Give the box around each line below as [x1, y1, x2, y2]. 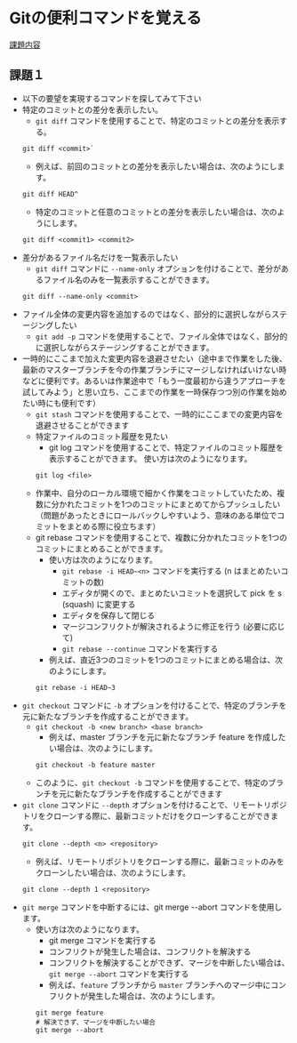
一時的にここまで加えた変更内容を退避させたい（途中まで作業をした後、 [21, 353, 287, 364]
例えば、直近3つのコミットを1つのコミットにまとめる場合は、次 [48, 654, 283, 665]
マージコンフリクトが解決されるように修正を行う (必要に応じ [61, 621, 285, 631]
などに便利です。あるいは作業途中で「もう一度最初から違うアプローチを [21, 375, 286, 386]
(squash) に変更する [61, 598, 136, 609]
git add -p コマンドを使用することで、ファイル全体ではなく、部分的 [35, 331, 288, 341]
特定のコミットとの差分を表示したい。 [21, 104, 163, 115]
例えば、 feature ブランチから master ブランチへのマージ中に [48, 979, 271, 990]
